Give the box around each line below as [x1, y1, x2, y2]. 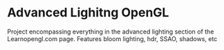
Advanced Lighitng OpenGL [7, 5, 169, 21]
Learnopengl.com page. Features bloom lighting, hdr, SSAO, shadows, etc [7, 34, 218, 42]
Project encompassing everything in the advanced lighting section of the [7, 27, 214, 36]
